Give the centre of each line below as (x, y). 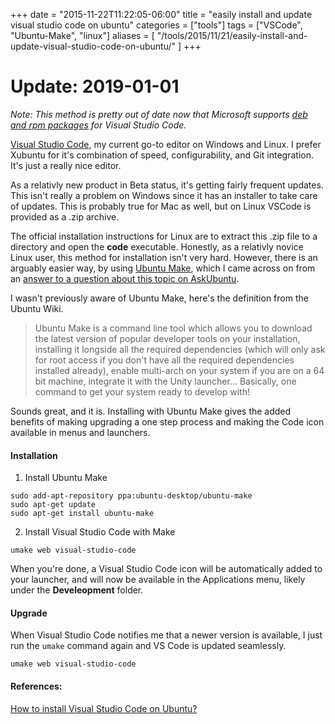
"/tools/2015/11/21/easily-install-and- (232, 35)
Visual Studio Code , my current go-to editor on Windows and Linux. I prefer (166, 144)
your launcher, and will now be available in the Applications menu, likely (158, 580)
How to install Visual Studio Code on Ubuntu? (104, 708)
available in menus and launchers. (80, 432)
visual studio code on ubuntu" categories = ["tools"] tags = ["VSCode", (156, 25)
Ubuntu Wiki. (37, 308)
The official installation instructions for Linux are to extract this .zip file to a (164, 236)
